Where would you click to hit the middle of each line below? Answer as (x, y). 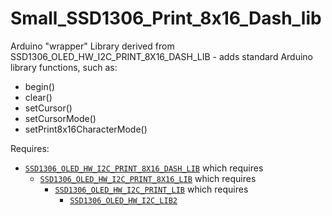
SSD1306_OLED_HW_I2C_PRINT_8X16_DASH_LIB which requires (144, 168)
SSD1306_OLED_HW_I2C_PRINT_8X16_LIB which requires (148, 178)
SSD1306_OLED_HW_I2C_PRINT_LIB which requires (151, 189)
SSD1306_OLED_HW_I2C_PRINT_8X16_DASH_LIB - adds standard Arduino (161, 56)
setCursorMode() (60, 118)
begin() (39, 86)
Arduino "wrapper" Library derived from (92, 46)
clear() (38, 97)
